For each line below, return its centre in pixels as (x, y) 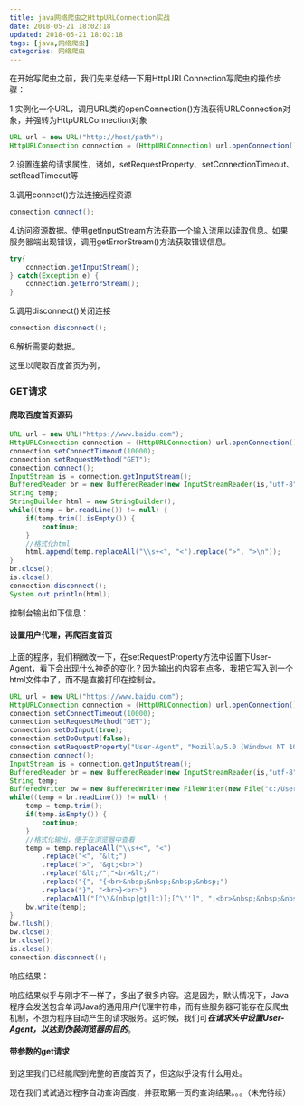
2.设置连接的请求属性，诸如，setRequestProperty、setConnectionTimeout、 (152, 164)
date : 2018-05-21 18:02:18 (60, 26)
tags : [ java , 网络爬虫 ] (49, 43)
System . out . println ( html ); (60, 594)
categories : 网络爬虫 (47, 52)
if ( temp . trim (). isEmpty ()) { (81, 518)
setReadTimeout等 (44, 175)
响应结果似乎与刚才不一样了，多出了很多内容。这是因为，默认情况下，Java (149, 995)
